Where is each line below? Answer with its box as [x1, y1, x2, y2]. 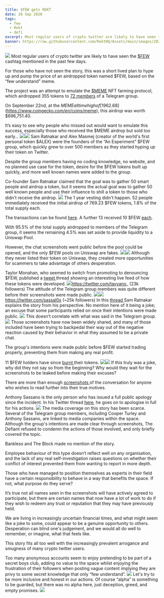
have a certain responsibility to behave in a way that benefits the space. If [5, 475, 154, 481]
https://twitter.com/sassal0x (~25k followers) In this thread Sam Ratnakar [5, 297, 152, 303]
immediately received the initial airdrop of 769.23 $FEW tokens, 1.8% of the [5, 199, 157, 206]
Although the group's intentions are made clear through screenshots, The [5, 421, 153, 426]
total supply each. [5, 205, 41, 211]
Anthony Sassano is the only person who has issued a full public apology [5, 394, 152, 400]
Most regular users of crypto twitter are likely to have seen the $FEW [11, 53, 150, 59]
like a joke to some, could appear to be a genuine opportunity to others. [5, 520, 149, 526]
